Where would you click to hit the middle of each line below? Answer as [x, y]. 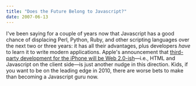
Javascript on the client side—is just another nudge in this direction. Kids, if [97, 64]
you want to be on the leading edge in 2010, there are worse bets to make [95, 70]
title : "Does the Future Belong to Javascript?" [66, 11]
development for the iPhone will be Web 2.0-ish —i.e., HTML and [98, 58]
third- [177, 52]
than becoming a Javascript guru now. [52, 77]
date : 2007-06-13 [27, 17]
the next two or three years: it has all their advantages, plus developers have [98, 46]
